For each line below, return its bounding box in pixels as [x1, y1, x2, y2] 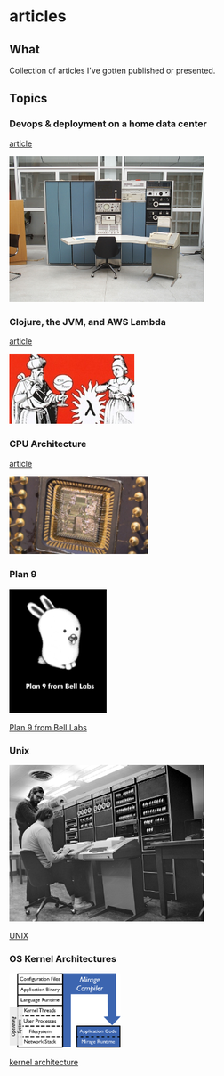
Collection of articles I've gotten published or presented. [9, 65, 216, 76]
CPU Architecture [9, 438, 87, 451]
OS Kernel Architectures [9, 952, 117, 965]
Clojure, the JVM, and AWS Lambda [9, 316, 166, 329]
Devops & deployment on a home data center [9, 118, 207, 130]
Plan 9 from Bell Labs [9, 722, 87, 733]
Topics [9, 91, 48, 106]
